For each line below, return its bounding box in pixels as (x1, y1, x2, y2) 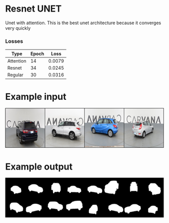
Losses (5, 37, 24, 44)
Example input (5, 91, 66, 102)
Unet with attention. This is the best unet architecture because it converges (5, 20, 161, 26)
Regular (7, 72, 24, 78)
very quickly (5, 25, 31, 31)
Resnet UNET (5, 3, 62, 15)
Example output (5, 161, 73, 172)
